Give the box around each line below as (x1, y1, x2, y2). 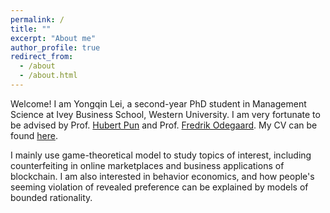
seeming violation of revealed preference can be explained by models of (10, 181, 309, 193)
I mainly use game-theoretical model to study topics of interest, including (10, 149, 312, 161)
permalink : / (10, 14, 65, 25)
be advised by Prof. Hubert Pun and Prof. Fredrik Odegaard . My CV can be (10, 119, 318, 131)
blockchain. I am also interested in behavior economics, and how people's (10, 170, 315, 182)
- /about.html (19, 71, 78, 81)
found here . (10, 129, 58, 141)
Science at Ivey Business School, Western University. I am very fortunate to (10, 108, 321, 120)
